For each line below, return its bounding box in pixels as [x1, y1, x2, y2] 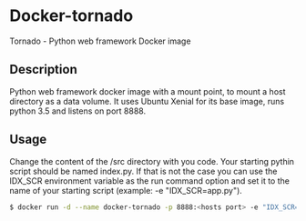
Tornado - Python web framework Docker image [9, 35, 191, 46]
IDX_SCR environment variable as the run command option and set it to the [9, 175, 290, 186]
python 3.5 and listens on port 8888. [9, 105, 147, 116]
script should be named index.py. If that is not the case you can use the [9, 166, 278, 176]
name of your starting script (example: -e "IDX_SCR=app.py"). [9, 185, 243, 196]
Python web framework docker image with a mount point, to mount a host [9, 85, 286, 96]
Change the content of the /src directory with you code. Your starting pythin [9, 156, 294, 166]
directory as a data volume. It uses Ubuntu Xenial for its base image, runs [9, 95, 285, 106]
